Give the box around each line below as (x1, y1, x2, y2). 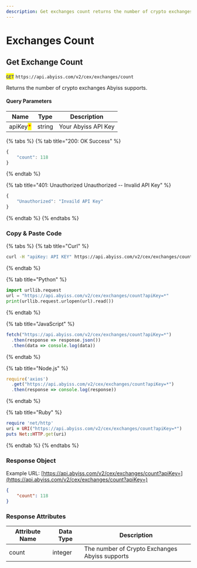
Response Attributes (6, 512, 66, 520)
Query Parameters (6, 98, 52, 105)
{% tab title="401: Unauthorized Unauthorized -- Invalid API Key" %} (6, 182, 172, 189)
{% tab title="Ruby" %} (6, 409, 63, 416)
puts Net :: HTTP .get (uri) (6, 431, 67, 437)
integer (52, 548, 72, 556)
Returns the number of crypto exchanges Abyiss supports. (6, 84, 148, 91)
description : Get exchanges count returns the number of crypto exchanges (6, 8, 193, 15)
